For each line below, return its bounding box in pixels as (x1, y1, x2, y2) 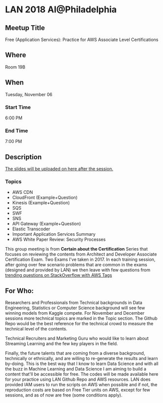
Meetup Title (5, 24, 45, 32)
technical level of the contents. (5, 326, 68, 332)
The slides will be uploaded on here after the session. (5, 166, 113, 172)
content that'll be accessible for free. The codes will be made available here (5, 371, 159, 377)
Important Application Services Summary (12, 231, 96, 237)
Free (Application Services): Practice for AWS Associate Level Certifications (5, 37, 159, 42)
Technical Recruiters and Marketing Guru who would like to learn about (5, 335, 149, 341)
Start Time (5, 104, 31, 110)
